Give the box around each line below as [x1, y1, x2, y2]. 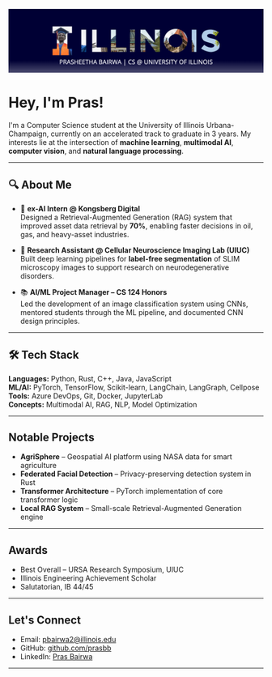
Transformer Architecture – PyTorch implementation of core [19, 487, 223, 496]
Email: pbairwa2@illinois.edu [19, 635, 117, 644]
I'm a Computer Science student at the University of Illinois [8, 120, 205, 130]
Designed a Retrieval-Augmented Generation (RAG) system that [19, 212, 233, 222]
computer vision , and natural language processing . [8, 146, 184, 155]
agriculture [19, 461, 57, 470]
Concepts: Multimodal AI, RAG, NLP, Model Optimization [8, 399, 198, 409]
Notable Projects [8, 430, 95, 444]
